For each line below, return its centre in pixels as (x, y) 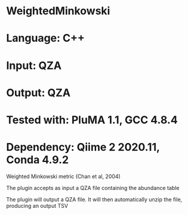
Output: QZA (38, 93)
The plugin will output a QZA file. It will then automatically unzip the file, (94, 199)
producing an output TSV (37, 205)
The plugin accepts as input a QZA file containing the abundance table (93, 188)
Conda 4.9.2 (38, 160)
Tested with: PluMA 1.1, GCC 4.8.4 (92, 120)
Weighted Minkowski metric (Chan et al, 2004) (63, 176)
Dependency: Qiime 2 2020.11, (83, 147)
